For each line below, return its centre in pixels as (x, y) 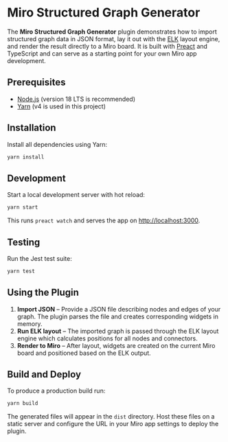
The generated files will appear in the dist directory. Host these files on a (111, 417)
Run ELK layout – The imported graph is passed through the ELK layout (118, 331)
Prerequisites (36, 83)
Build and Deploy (44, 374)
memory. (30, 323)
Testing (24, 242)
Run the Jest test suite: (39, 258)
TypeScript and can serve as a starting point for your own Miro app (102, 54)
